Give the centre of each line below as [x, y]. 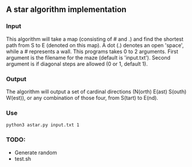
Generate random [36, 152]
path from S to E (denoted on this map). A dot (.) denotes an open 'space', [95, 45]
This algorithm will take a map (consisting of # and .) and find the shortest [95, 39]
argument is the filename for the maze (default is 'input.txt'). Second [88, 57]
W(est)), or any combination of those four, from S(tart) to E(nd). [82, 98]
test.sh [23, 159]
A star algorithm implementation [66, 10]
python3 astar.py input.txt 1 [43, 125]
